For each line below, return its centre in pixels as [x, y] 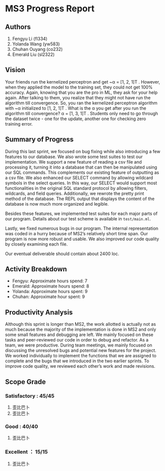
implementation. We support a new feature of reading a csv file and [73, 162]
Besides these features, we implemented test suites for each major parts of [81, 214]
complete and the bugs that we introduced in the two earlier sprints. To [77, 361]
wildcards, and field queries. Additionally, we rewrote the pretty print [75, 193]
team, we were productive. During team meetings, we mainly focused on [79, 345]
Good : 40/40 [22, 427]
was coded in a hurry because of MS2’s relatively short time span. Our [77, 233]
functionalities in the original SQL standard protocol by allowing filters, [76, 188]
